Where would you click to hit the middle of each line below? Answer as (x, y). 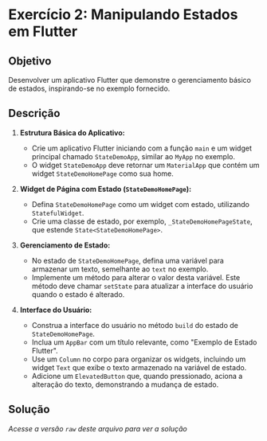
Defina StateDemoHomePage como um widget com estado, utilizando (140, 204)
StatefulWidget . (58, 213)
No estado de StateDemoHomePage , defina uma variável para (128, 260)
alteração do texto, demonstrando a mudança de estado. (125, 384)
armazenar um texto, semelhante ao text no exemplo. (120, 269)
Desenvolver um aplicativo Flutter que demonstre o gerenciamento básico (130, 80)
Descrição (34, 113)
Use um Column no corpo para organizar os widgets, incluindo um (139, 359)
